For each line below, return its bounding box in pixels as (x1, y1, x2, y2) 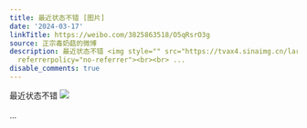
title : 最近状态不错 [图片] (9, 13, 105, 23)
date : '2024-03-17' (9, 22, 84, 31)
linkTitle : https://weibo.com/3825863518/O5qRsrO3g (9, 30, 210, 39)
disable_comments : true (9, 64, 101, 74)
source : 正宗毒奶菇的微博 (9, 38, 98, 48)
